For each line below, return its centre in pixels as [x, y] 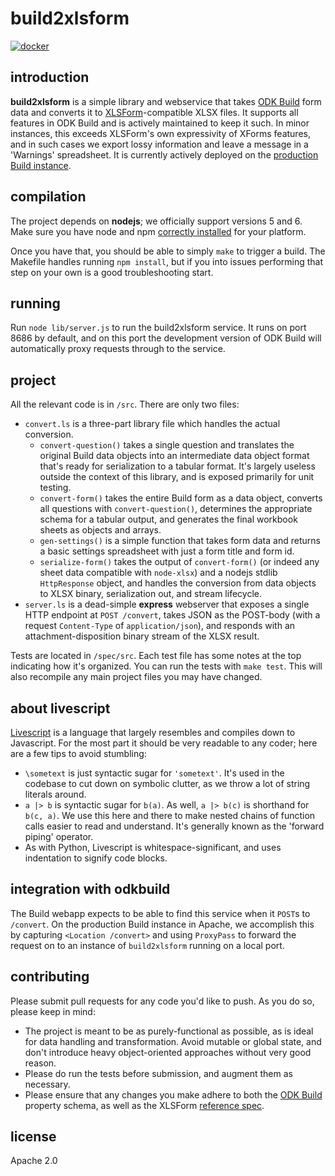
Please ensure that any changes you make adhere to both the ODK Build [173, 1094]
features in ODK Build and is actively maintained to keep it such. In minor [160, 123]
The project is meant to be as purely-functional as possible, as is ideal [169, 1031]
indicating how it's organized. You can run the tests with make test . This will [166, 666]
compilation [48, 197]
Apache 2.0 [34, 1161]
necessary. [47, 1084]
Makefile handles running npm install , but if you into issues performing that [167, 261]
